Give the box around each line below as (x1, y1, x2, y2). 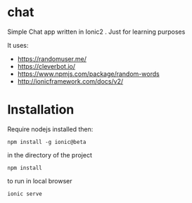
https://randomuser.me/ (17, 54, 87, 63)
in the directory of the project (7, 150, 93, 159)
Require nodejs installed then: (7, 124, 94, 133)
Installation (7, 102, 75, 118)
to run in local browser (7, 176, 72, 185)
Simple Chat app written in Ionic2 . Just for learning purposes (7, 27, 186, 36)
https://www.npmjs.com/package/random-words (17, 70, 160, 78)
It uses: (7, 41, 29, 49)
